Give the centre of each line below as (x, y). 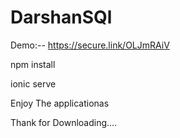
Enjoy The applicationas (60, 103)
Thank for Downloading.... (64, 122)
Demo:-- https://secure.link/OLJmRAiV (90, 45)
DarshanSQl (61, 17)
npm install (33, 64)
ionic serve (33, 83)
